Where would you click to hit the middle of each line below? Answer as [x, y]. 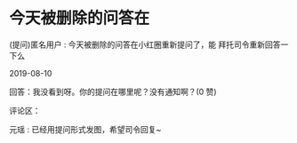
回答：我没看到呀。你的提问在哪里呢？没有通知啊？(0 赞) [113, 91]
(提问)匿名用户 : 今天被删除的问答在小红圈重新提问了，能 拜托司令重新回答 [145, 44]
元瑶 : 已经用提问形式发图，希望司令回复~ [85, 129]
